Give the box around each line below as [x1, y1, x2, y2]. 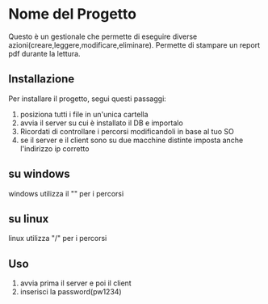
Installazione [8, 72, 75, 86]
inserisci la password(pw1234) [19, 287, 123, 297]
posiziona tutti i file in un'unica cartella [19, 109, 149, 119]
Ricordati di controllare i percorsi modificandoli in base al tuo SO [19, 126, 234, 136]
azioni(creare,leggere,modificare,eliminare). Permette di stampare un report [8, 40, 261, 49]
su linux [8, 212, 49, 226]
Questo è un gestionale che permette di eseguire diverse [8, 32, 198, 41]
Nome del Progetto [8, 5, 137, 23]
